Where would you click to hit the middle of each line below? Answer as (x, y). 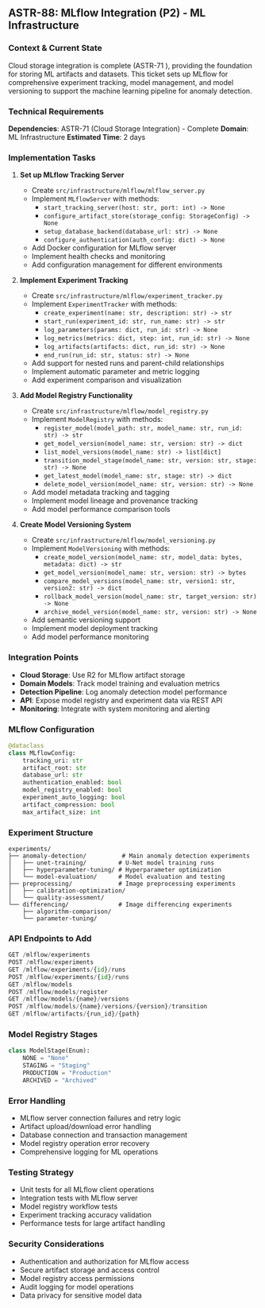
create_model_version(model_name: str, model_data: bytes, (143, 558)
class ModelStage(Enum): (49, 1051)
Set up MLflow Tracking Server (72, 175)
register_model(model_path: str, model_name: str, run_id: (143, 428)
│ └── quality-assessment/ (56, 897)
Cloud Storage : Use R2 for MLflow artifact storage (102, 675)
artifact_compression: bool (69, 805)
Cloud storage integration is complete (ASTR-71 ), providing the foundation (130, 65)
